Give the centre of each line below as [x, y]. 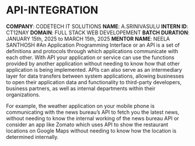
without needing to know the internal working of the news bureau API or [93, 118]
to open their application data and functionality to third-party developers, [94, 82]
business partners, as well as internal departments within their [81, 88]
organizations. [23, 95]
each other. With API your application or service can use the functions [90, 57]
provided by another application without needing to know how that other [93, 63]
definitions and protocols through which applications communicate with [92, 51]
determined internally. [32, 137]
